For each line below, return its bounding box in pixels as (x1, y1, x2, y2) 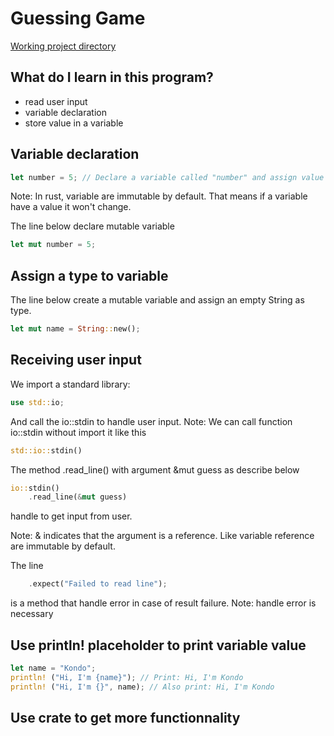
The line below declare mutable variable (10, 220, 175, 232)
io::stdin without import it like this (10, 426, 147, 438)
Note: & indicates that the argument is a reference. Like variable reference (10, 530, 315, 542)
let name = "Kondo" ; (10, 663, 97, 673)
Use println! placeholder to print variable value (10, 637, 307, 654)
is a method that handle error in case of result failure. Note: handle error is (10, 597, 317, 609)
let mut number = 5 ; (10, 240, 97, 250)
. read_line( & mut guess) (28, 492, 128, 502)
